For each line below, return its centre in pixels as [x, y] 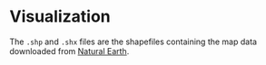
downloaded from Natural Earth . [69, 51]
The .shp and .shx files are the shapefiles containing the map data [133, 42]
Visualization [60, 17]
